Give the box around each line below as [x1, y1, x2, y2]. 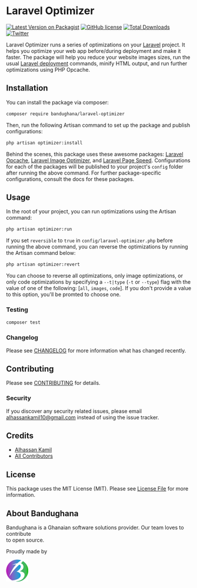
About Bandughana [6, 508, 79, 518]
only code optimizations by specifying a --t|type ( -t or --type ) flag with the [6, 278, 191, 285]
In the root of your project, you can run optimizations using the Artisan [6, 208, 176, 215]
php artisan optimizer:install [6, 140, 83, 146]
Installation [6, 83, 48, 93]
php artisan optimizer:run [6, 226, 72, 233]
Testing [6, 305, 28, 314]
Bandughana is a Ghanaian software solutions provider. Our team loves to [6, 524, 184, 531]
